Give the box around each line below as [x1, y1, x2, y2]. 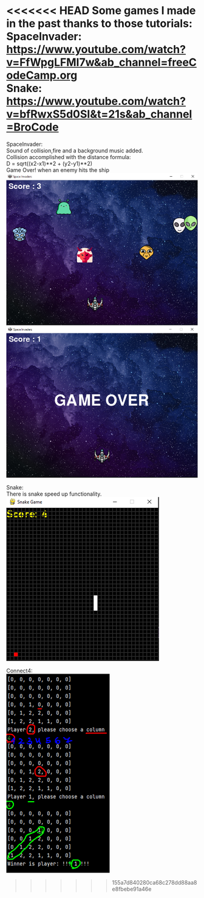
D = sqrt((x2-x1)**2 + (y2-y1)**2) [6, 160, 93, 167]
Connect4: [6, 667, 33, 674]
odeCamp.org [6, 68, 78, 82]
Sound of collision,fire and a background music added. [6, 147, 144, 154]
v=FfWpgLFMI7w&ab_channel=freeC [6, 55, 197, 69]
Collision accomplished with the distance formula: [6, 153, 131, 160]
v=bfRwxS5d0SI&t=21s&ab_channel [6, 107, 192, 121]
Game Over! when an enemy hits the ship [6, 166, 110, 174]
